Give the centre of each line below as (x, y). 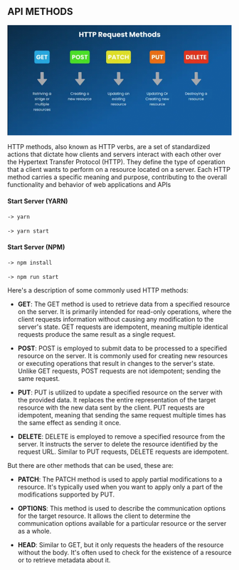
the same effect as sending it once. (69, 423)
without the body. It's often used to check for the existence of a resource (124, 553)
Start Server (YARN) (38, 201)
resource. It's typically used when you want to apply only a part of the (120, 487)
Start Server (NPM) (36, 247)
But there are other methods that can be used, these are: (91, 466)
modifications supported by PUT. (66, 494)
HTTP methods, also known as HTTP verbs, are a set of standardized (109, 147)
